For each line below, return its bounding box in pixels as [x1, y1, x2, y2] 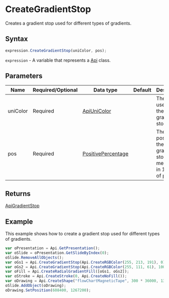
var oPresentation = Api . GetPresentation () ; [5, 246, 100, 251]
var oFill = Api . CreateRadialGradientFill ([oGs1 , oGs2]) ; [5, 269, 129, 274]
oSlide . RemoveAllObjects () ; [5, 255, 64, 260]
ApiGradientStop [5, 203, 40, 209]
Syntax [5, 35, 28, 43]
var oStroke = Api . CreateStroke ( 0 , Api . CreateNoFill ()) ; [5, 274, 127, 279]
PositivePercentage [82, 150, 129, 157]
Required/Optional [32, 86, 78, 93]
